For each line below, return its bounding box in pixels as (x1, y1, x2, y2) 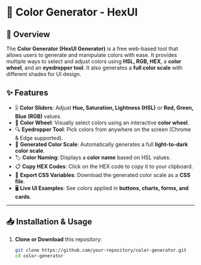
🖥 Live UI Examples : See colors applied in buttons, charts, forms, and (14, 184, 189, 191)
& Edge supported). (14, 134, 63, 141)
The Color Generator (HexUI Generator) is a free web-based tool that (6, 45, 178, 52)
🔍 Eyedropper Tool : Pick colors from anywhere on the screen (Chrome (14, 126, 191, 133)
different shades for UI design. (6, 71, 82, 77)
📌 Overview (6, 29, 50, 39)
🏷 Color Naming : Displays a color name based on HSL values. (14, 154, 171, 161)
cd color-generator (14, 252, 64, 259)
